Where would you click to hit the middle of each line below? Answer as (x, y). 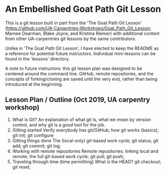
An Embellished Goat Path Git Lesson (83, 9)
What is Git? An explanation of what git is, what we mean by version (82, 119)
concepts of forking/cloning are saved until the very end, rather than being (81, 79)
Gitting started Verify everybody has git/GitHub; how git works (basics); (85, 130)
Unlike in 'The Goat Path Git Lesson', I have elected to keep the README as (82, 48)
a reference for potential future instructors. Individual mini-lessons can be (81, 54)
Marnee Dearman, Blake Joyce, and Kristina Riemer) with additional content (82, 33)
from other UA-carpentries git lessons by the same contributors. (71, 39)
